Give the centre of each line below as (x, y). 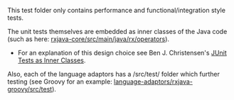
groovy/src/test (30, 89)
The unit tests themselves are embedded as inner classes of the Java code (117, 32)
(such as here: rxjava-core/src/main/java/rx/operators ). (88, 39)
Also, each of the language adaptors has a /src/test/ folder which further (114, 74)
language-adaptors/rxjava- (153, 82)
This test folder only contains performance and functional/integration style (117, 10)
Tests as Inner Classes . (52, 60)
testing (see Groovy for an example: (60, 82)
